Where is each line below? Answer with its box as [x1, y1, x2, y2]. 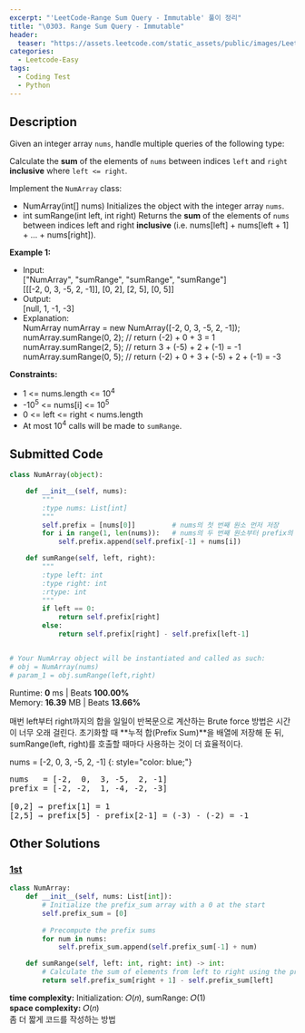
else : [42, 621, 64, 630]
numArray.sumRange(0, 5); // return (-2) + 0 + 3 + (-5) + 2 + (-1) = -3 [22, 351, 281, 363]
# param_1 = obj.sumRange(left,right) [9, 670, 156, 680]
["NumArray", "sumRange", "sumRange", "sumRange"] [22, 274, 227, 286]
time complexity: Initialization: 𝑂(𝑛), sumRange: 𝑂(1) [9, 992, 206, 1003]
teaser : [17, 38, 47, 48]
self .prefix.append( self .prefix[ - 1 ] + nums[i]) [57, 537, 242, 547]
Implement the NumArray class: [9, 183, 123, 194]
